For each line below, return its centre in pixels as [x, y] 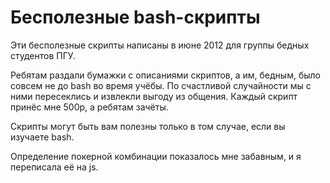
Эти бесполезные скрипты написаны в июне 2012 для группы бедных [160, 45]
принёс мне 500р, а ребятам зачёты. [89, 107]
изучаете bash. [42, 137]
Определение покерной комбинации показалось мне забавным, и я [156, 156]
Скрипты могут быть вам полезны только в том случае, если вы [148, 126]
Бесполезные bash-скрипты [135, 17]
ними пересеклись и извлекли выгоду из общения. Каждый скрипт [154, 96]
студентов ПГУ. [43, 55]
